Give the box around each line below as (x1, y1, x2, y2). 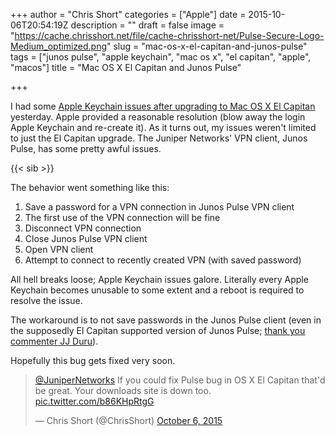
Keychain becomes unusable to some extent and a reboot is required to (10, 284, 305, 296)
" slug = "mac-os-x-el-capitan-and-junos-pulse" (106, 40, 308, 52)
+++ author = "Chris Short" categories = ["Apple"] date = (10, 9, 247, 20)
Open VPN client (24, 244, 94, 255)
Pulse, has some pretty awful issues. (10, 143, 162, 154)
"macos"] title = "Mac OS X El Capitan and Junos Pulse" (10, 62, 242, 73)
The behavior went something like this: (10, 182, 170, 193)
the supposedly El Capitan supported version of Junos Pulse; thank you (10, 325, 306, 336)
